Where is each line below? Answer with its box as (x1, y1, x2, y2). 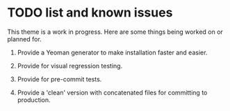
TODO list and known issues (7, 5, 173, 21)
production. (17, 95, 51, 104)
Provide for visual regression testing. (17, 61, 123, 70)
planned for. (7, 34, 42, 43)
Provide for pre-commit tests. (17, 74, 102, 83)
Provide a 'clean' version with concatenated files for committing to (17, 88, 208, 97)
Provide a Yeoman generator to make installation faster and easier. (17, 48, 208, 57)
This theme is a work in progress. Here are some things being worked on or (7, 28, 224, 36)
